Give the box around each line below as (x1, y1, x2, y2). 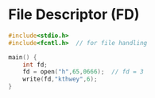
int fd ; (22, 61, 48, 69)
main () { (8, 53, 37, 61)
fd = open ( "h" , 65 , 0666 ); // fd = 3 (22, 68, 145, 76)
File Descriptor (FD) (8, 6, 140, 24)
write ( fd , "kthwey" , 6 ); (22, 75, 98, 84)
